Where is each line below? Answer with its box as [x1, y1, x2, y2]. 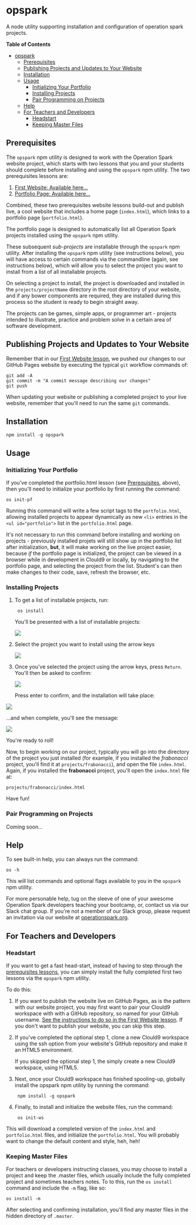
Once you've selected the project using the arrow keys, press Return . [14, 663, 182, 670]
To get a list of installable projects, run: [14, 597, 109, 604]
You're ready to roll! [6, 737, 54, 744]
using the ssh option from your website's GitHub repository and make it [14, 1040, 187, 1047]
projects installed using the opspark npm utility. [6, 231, 119, 239]
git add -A [6, 372, 33, 379]
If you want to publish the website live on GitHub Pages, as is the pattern [14, 998, 191, 1005]
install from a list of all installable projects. [6, 268, 107, 275]
